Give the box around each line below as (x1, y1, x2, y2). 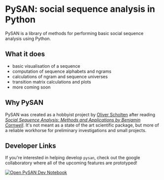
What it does (5, 50, 45, 58)
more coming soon (12, 84, 51, 90)
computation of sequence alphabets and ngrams (12, 68, 112, 74)
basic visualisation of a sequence (12, 63, 81, 69)
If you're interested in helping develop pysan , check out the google (5, 155, 140, 161)
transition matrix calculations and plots (12, 79, 91, 85)
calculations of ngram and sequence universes (12, 73, 108, 80)
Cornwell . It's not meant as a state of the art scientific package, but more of (5, 122, 159, 128)
